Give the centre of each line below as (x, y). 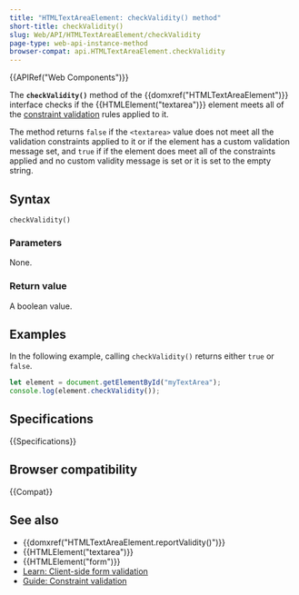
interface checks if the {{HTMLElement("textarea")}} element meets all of (147, 104)
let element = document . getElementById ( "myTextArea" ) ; (115, 382)
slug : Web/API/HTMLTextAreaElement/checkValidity (105, 35)
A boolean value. (41, 306)
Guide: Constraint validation (75, 580)
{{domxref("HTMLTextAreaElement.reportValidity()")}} (124, 542)
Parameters (35, 243)
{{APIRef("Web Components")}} (69, 77)
